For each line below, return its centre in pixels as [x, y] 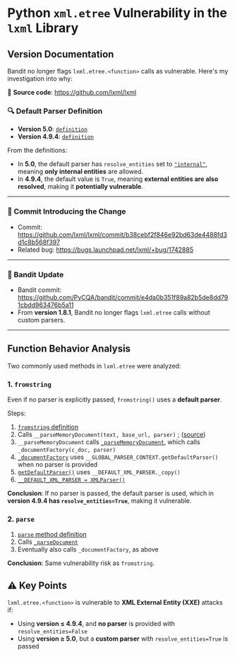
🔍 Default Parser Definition [55, 111]
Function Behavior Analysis [69, 349]
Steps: [17, 413]
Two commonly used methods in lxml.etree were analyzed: [94, 366]
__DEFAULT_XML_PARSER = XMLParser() [71, 480]
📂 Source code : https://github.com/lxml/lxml [72, 92]
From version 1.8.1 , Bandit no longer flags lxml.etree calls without [114, 312]
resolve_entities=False [53, 632]
